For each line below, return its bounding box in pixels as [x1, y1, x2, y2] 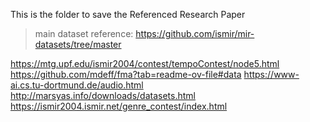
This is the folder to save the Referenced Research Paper [10, 9, 246, 20]
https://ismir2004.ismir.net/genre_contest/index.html [10, 100, 228, 112]
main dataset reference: [34, 28, 134, 39]
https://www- [243, 69, 300, 80]
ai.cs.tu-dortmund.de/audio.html [10, 79, 144, 91]
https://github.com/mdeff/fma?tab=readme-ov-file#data [10, 69, 242, 80]
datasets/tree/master [34, 39, 122, 50]
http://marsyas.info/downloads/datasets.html [10, 90, 196, 101]
